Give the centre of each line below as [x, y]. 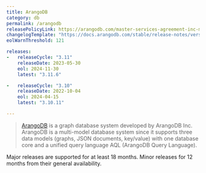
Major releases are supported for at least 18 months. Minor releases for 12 [100, 156]
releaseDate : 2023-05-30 [49, 63]
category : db [23, 18]
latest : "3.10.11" [41, 103]
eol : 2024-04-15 [38, 97]
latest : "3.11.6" [40, 74]
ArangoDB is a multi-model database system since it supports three [107, 132]
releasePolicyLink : [31, 29]
